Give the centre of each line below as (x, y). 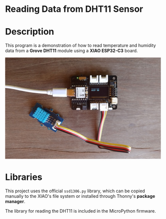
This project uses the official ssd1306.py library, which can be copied (75, 191)
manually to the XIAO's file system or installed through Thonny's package (80, 196)
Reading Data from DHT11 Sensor (74, 9)
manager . (15, 201)
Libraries (24, 177)
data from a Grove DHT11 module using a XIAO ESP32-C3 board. (72, 51)
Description (30, 32)
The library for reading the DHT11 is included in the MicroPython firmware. (81, 211)
